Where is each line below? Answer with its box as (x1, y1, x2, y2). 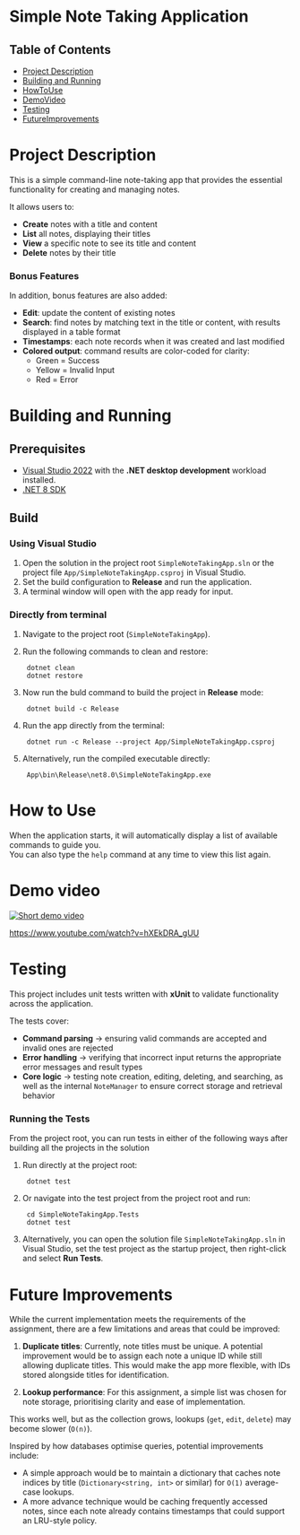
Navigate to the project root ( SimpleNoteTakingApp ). (21, 629, 210, 640)
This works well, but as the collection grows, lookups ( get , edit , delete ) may (9, 1414, 292, 1425)
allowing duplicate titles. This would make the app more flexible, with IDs (21, 1360, 291, 1371)
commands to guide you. (9, 840, 101, 850)
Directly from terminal (9, 608, 107, 621)
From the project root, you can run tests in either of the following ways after (9, 1133, 288, 1144)
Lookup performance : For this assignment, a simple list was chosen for (21, 1387, 287, 1398)
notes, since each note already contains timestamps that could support (21, 1505, 285, 1517)
